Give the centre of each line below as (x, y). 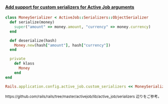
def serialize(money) (32, 22)
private (18, 59)
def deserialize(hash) (33, 40)
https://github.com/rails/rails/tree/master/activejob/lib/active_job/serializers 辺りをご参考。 (83, 96)
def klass (24, 63)
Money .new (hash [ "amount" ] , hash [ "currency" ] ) (62, 45)
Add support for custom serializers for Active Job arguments (70, 7)
